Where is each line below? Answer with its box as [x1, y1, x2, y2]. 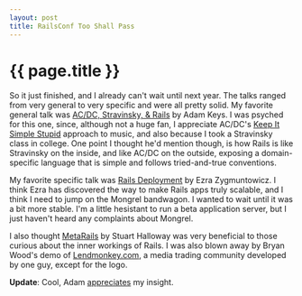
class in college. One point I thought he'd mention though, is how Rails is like [9, 138, 294, 149]
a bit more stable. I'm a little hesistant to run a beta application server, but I [9, 204, 287, 215]
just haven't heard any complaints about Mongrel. [9, 213, 194, 224]
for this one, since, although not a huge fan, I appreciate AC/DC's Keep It [9, 119, 280, 130]
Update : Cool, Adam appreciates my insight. [9, 277, 174, 288]
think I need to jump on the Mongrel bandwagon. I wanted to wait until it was [9, 194, 293, 205]
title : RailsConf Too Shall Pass [9, 22, 135, 31]
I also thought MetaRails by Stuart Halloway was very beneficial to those [9, 231, 278, 242]
